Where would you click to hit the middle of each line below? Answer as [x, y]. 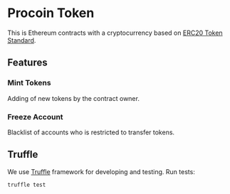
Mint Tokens [29, 83]
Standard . [22, 40]
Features [27, 63]
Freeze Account [35, 117]
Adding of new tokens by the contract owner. [74, 98]
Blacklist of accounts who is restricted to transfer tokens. [91, 132]
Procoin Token [51, 13]
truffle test [27, 185]
